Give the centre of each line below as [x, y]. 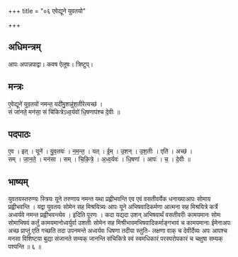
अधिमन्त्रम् [24, 47]
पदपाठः [19, 135]
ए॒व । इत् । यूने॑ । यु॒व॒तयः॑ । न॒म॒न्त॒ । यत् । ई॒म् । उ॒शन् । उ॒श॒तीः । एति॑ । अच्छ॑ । [101, 151]
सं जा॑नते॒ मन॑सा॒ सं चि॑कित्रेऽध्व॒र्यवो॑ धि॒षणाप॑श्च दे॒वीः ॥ [64, 112]
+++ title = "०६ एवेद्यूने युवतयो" [47, 11]
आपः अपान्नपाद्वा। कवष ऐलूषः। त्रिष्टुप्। [51, 64]
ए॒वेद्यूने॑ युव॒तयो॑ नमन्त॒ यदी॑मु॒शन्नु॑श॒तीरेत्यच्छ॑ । [56, 104]
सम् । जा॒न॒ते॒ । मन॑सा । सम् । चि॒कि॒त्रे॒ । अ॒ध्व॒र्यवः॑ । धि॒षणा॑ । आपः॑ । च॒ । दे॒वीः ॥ [99, 160]
